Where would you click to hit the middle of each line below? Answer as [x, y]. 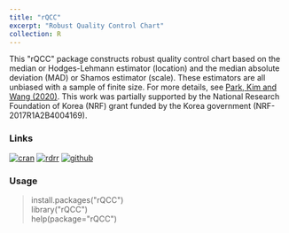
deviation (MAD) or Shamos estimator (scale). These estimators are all [137, 78]
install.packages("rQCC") [77, 199]
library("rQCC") [59, 209]
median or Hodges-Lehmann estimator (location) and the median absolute [144, 68]
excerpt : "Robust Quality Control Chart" [87, 26]
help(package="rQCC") [74, 219]
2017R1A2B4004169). [48, 115]
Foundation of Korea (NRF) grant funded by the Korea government [130, 106]
